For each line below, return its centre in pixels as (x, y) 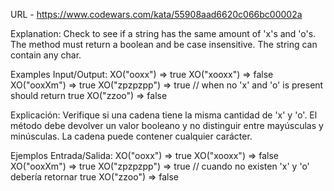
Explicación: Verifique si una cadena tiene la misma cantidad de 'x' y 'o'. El (164, 115)
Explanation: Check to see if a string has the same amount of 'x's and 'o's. (163, 33)
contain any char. (46, 55)
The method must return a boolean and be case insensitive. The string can (164, 44)
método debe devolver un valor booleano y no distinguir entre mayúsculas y (167, 125)
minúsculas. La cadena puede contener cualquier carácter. (131, 136)
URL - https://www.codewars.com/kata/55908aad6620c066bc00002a (156, 14)
